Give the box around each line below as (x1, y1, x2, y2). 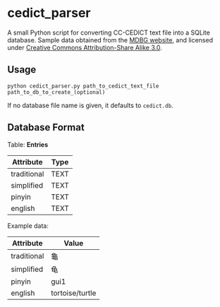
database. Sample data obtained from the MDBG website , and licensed (7, 35, 214, 44)
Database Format (7, 121, 85, 133)
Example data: (7, 221, 49, 230)
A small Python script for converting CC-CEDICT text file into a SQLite (7, 28, 210, 37)
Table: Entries (7, 140, 49, 149)
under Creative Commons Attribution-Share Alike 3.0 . (7, 43, 162, 52)
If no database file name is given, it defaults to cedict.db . (7, 101, 174, 109)
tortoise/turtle (50, 288, 97, 298)
